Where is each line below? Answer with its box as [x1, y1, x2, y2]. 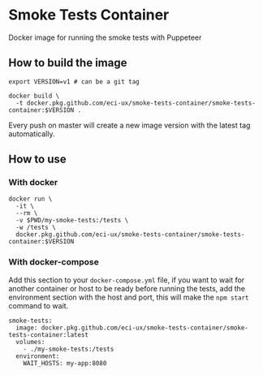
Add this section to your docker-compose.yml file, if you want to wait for [8, 274, 245, 285]
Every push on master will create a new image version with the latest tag [8, 120, 251, 130]
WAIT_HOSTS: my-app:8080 [23, 359, 107, 367]
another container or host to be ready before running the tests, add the [8, 283, 246, 293]
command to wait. [8, 300, 69, 310]
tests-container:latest [8, 330, 89, 338]
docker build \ [8, 92, 60, 100]
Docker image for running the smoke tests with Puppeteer [8, 32, 202, 42]
